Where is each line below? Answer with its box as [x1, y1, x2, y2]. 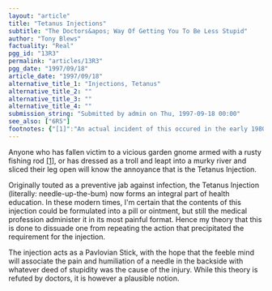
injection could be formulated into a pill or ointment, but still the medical [8, 206, 248, 216]
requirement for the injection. [8, 232, 106, 242]
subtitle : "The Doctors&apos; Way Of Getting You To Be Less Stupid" [8, 27, 249, 35]
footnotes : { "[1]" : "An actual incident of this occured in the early [8, 125, 249, 133]
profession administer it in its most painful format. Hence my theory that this [8, 214, 262, 224]
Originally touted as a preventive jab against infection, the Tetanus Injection [8, 180, 260, 190]
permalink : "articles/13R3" [8, 58, 104, 66]
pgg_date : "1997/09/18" [8, 65, 89, 73]
